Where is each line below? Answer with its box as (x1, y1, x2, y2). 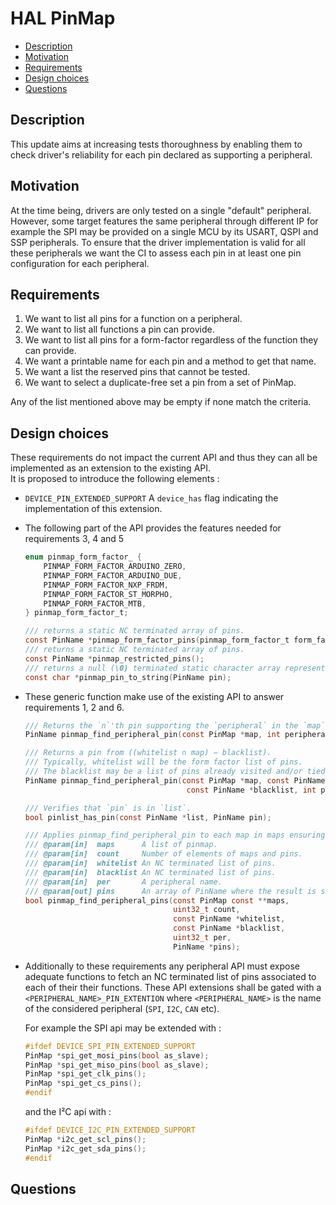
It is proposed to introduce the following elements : (10, 473, 220, 485)
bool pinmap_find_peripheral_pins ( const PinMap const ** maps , (24, 895, 290, 906)
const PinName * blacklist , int (186, 785, 317, 795)
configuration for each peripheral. (10, 257, 150, 269)
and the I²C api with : (24, 1106, 112, 1118)
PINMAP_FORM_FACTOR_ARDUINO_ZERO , (43, 562, 187, 572)
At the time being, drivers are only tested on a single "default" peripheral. (10, 204, 312, 216)
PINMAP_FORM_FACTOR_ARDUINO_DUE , (43, 570, 183, 581)
